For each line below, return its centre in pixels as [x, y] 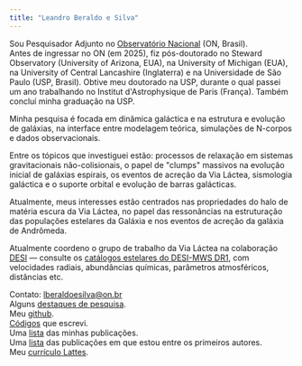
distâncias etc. [37, 277]
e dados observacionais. [55, 137]
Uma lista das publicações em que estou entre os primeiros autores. [136, 342]
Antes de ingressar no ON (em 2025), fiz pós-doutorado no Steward [136, 53]
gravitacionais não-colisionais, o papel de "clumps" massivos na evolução [147, 164]
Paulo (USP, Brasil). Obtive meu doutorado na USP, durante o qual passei [145, 81]
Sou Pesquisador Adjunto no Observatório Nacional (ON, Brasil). [128, 43]
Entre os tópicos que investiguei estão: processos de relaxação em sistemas [151, 155]
